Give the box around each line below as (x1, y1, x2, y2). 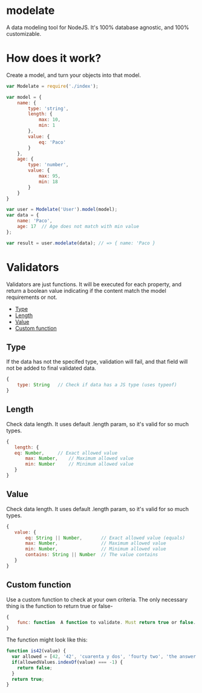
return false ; (17, 665, 53, 671)
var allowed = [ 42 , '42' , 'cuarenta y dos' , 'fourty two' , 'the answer (11, 654, 197, 660)
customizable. (6, 30, 41, 37)
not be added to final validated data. (6, 364, 97, 372)
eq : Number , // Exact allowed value (14, 450, 118, 456)
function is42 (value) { (6, 648, 67, 654)
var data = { (6, 212, 39, 218)
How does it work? (6, 52, 102, 65)
